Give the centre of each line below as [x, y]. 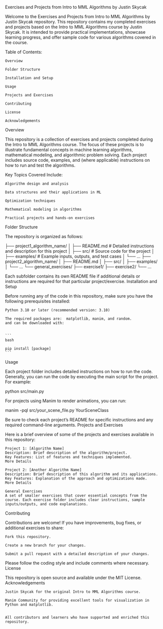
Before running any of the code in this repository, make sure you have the [79, 296]
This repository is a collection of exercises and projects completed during [79, 139]
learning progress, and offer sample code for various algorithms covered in [81, 37]
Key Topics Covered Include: [34, 175]
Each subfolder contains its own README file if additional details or [73, 276]
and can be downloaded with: [35, 323]
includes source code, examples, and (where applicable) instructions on [78, 160]
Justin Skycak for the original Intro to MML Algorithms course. [73, 592]
